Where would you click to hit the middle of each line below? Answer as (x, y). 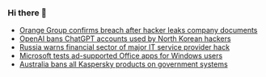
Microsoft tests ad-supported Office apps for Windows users (121, 56)
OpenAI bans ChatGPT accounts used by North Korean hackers (125, 38)
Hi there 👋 (27, 13)
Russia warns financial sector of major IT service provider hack (125, 47)
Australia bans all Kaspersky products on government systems (123, 64)
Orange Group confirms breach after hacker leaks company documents (138, 30)
